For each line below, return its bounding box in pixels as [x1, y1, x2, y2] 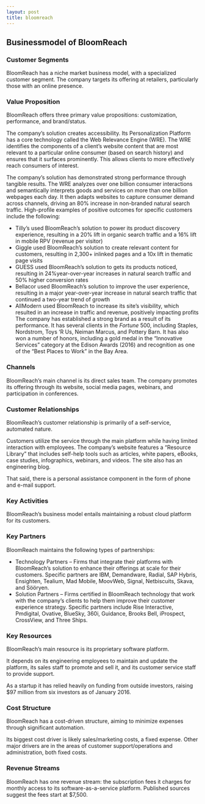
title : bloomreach [6, 15, 53, 21]
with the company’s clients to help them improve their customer [15, 597, 175, 604]
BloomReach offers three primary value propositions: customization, [6, 111, 178, 119]
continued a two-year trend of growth [15, 296, 110, 303]
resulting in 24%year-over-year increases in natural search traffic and [15, 270, 191, 278]
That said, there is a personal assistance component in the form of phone [6, 475, 191, 483]
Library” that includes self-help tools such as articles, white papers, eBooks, [6, 450, 198, 458]
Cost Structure [6, 703, 51, 712]
